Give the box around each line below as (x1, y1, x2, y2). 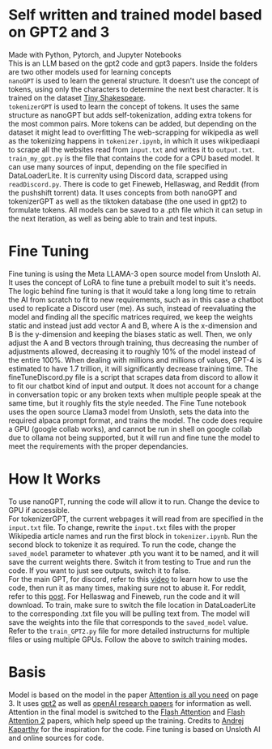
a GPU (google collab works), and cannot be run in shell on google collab (8, 424, 253, 433)
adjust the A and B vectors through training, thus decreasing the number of (8, 338, 259, 347)
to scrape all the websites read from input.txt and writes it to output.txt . (8, 144, 255, 154)
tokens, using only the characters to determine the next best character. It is (8, 84, 259, 94)
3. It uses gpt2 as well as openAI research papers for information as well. (8, 698, 253, 708)
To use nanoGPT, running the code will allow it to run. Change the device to (8, 497, 261, 506)
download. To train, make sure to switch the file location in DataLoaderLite (8, 600, 257, 609)
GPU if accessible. (8, 505, 70, 514)
